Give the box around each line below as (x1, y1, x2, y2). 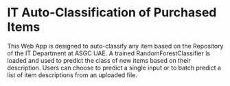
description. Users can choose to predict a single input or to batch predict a (7, 63, 222, 72)
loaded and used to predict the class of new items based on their (7, 56, 191, 64)
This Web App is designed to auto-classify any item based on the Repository (7, 42, 224, 50)
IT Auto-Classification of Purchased (7, 5, 217, 20)
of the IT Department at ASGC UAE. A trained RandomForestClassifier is (7, 49, 211, 57)
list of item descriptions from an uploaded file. (7, 70, 137, 79)
